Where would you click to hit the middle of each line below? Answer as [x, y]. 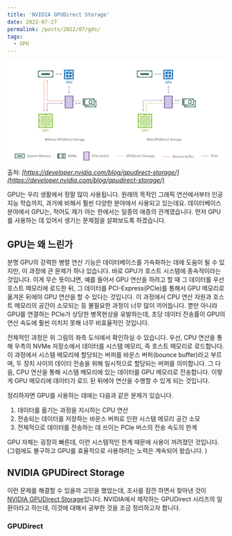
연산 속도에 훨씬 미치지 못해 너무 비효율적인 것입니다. [78, 323]
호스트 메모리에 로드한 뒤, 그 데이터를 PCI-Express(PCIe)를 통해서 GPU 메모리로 [116, 288]
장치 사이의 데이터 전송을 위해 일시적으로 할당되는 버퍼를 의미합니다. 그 [118, 364]
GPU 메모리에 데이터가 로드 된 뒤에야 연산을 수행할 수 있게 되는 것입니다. [112, 381]
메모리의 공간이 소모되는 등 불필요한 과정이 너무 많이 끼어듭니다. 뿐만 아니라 [116, 306]
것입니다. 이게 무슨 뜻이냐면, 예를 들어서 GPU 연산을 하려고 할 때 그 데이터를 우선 [116, 279]
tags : [15, 37]
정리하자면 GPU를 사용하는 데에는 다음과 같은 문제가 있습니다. [90, 396]
